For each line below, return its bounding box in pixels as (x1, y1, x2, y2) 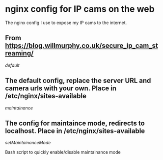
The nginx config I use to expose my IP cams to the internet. (5, 20, 127, 26)
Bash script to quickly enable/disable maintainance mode (5, 149, 121, 155)
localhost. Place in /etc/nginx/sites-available (5, 127, 145, 135)
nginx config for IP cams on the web (5, 3, 155, 15)
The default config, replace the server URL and (5, 77, 151, 85)
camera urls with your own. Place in (5, 84, 117, 93)
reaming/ (5, 49, 34, 57)
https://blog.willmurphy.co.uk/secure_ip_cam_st (5, 42, 158, 50)
